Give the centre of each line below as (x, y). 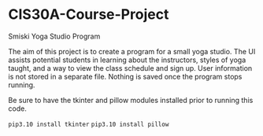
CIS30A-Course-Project (89, 15)
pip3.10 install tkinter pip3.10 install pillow (89, 124)
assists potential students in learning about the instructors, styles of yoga (127, 60)
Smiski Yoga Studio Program (54, 36)
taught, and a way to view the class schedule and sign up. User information (130, 68)
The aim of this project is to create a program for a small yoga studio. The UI (132, 51)
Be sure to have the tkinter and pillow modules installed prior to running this (131, 100)
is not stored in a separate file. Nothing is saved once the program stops (125, 76)
